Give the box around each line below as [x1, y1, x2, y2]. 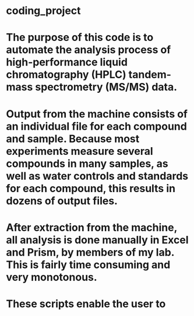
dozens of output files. [6, 194, 118, 207]
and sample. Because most [6, 132, 140, 145]
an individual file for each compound [6, 120, 188, 133]
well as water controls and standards [6, 169, 188, 182]
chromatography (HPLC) [6, 68, 126, 81]
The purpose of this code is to [6, 31, 154, 44]
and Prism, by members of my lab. [6, 245, 175, 259]
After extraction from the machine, [6, 221, 178, 234]
